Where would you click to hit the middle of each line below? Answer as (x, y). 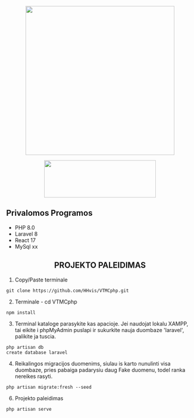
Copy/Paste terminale (41, 280)
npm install (21, 312)
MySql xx (26, 246)
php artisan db (25, 347)
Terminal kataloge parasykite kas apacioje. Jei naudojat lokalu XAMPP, (101, 323)
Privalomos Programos (49, 213)
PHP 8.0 (25, 227)
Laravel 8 (26, 234)
